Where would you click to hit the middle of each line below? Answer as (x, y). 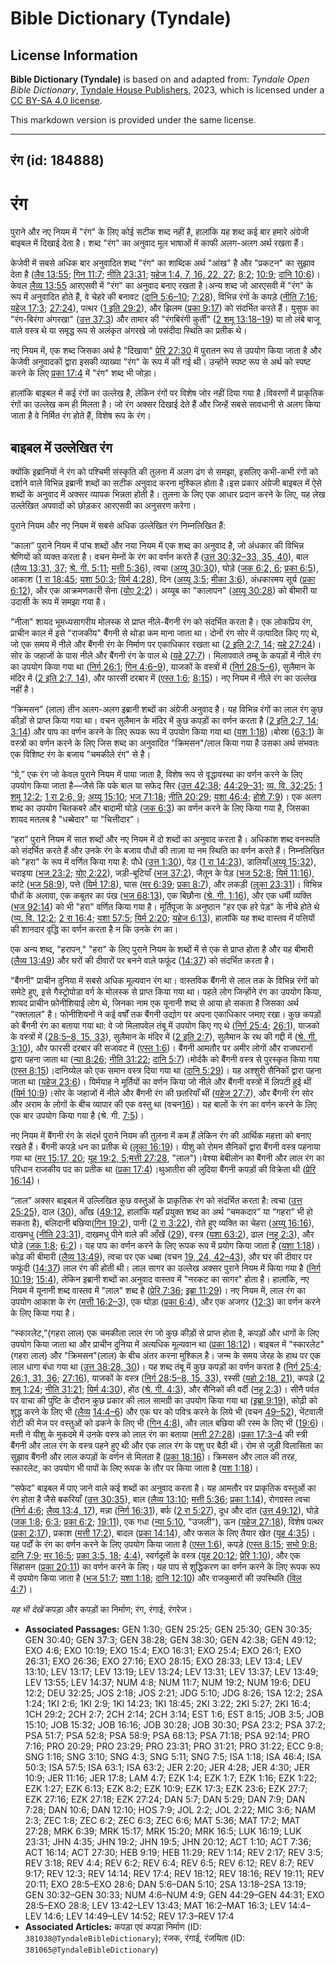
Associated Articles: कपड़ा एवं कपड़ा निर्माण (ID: (113, 1927)
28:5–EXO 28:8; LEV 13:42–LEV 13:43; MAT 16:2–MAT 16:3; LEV (155, 1906)
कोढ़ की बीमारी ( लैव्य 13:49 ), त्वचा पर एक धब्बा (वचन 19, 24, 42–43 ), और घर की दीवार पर (161, 1257)
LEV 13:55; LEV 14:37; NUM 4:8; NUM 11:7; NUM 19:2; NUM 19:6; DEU (168, 1683)
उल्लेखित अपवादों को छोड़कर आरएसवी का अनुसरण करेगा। (103, 506)
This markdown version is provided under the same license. (133, 120)
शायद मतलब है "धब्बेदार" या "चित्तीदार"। (75, 819)
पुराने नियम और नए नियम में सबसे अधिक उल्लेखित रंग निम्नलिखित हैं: (118, 526)
